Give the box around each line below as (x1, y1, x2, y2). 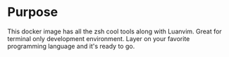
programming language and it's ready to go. (7, 42, 135, 50)
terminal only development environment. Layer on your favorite (7, 34, 190, 42)
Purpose (7, 4, 58, 20)
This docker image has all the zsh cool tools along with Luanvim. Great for (7, 27, 222, 35)
